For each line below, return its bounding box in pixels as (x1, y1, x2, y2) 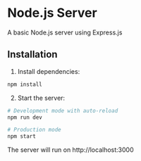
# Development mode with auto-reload (7, 107, 118, 114)
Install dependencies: (17, 67, 80, 75)
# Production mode (7, 127, 61, 134)
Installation (7, 49, 58, 60)
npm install (7, 81, 42, 88)
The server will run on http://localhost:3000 (7, 146, 134, 154)
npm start (7, 133, 37, 140)
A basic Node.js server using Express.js (7, 28, 123, 37)
